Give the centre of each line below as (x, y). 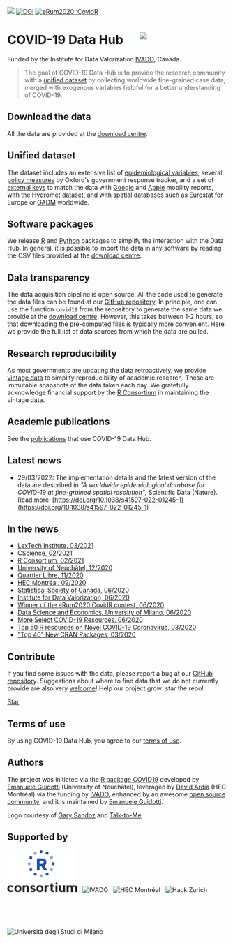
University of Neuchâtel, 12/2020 (65, 568)
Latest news (34, 461)
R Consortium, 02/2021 (51, 560)
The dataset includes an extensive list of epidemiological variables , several (115, 172)
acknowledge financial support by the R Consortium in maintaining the (108, 392)
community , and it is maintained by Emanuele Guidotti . (85, 801)
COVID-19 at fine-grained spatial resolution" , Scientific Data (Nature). (118, 492)
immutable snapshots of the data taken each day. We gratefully (98, 385)
